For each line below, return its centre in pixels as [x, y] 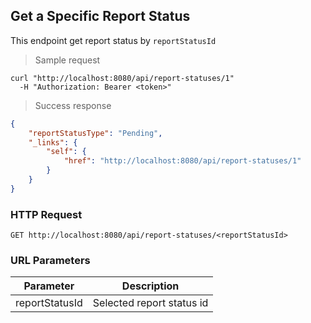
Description [150, 286]
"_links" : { [53, 142]
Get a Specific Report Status [100, 16]
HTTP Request [46, 214]
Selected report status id [150, 303]
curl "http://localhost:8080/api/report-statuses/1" [122, 78]
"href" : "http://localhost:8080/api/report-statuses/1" [182, 161]
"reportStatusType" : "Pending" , [95, 133]
